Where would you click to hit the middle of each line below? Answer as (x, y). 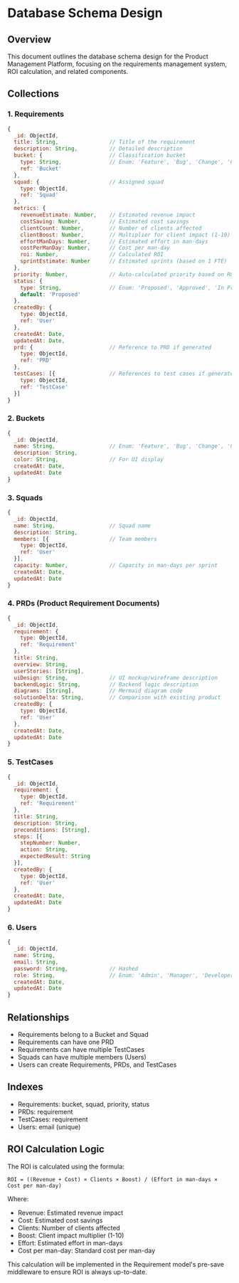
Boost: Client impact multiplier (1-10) (71, 1235)
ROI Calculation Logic (56, 1150)
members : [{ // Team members (86, 539)
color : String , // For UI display (89, 460)
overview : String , (41, 664)
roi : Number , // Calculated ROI (92, 255)
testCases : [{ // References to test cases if (109, 374)
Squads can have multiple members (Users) (82, 1057)
